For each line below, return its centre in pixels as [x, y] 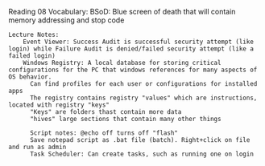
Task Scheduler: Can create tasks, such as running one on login [141, 154]
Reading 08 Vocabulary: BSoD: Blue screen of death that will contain [122, 12]
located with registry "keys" [59, 105]
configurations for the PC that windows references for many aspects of [133, 70]
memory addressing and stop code [66, 20]
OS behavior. [30, 77]
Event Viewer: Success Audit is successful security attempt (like [138, 42]
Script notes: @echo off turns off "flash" [104, 133]
